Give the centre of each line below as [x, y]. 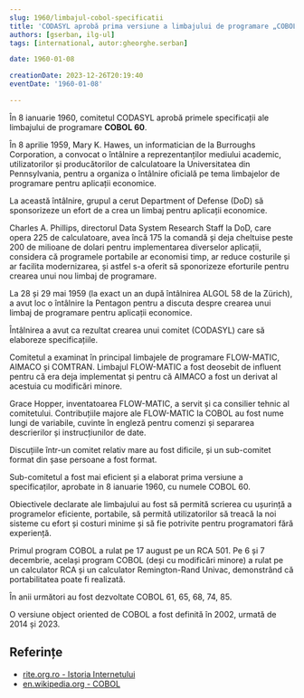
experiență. [30, 533]
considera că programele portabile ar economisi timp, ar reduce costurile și [150, 256]
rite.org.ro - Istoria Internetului [79, 674]
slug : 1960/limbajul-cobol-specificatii [87, 18]
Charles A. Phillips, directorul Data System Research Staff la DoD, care [140, 228]
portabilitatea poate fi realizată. [67, 579]
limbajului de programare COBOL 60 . [78, 127]
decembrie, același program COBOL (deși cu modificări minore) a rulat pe [147, 560]
